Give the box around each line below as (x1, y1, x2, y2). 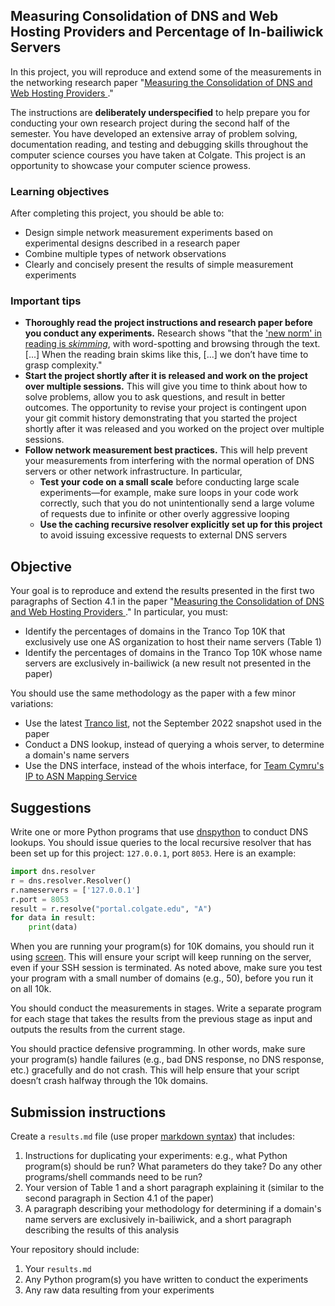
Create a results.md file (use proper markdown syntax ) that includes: (10, 1130, 296, 1142)
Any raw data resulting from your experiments (24, 1284, 215, 1296)
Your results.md (24, 1262, 92, 1274)
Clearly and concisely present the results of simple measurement (24, 259, 294, 271)
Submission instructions (10, 1104, 167, 1121)
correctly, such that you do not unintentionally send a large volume (39, 497, 315, 509)
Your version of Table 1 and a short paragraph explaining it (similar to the (24, 1181, 325, 1193)
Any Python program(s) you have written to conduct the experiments (24, 1273, 309, 1285)
